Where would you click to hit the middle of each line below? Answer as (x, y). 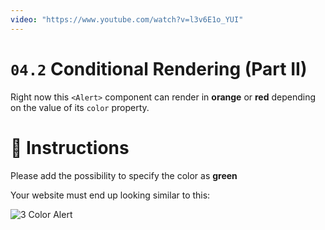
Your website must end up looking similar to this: (110, 195)
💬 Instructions (70, 147)
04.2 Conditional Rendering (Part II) (159, 68)
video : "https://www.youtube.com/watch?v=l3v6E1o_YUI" (127, 19)
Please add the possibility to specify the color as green (124, 175)
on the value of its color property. (80, 107)
